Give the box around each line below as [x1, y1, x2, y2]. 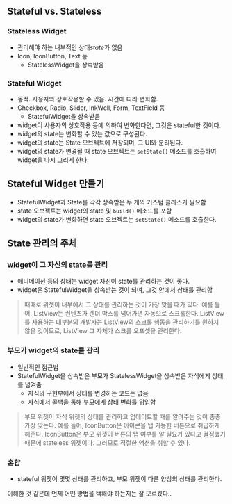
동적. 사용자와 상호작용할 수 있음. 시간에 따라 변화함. [17, 95, 158, 103]
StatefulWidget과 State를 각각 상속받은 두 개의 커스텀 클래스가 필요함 [17, 197, 206, 206]
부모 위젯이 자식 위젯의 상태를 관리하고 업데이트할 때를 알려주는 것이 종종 [24, 412, 221, 421]
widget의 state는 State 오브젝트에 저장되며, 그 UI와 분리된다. [17, 138, 183, 147]
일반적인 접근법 [17, 363, 59, 371]
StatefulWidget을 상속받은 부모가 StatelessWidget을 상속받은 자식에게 [17, 371, 210, 380]
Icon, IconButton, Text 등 [17, 51, 88, 60]
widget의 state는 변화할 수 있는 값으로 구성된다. [17, 129, 147, 138]
